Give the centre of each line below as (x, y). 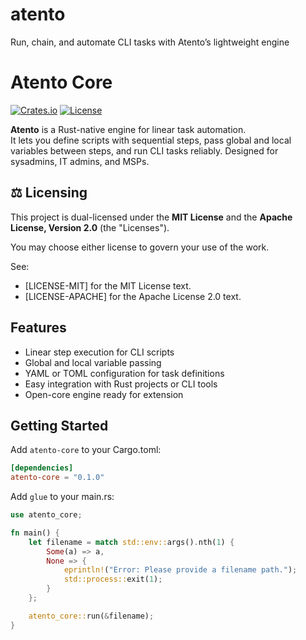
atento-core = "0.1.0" (57, 478)
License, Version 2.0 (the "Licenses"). (90, 227)
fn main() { (35, 533)
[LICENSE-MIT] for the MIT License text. (108, 285)
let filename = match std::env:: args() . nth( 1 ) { (131, 542)
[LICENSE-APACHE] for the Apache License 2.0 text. (133, 296)
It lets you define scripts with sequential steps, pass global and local (151, 140)
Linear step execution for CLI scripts (99, 352)
